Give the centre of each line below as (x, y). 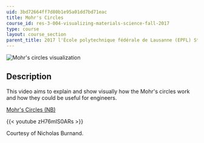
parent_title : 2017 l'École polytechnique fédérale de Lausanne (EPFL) (99, 40)
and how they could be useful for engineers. (62, 97)
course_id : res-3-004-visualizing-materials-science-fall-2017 (88, 23)
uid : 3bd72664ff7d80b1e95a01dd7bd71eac (57, 12)
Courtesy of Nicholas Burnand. (45, 133)
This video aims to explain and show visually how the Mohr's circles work (98, 91)
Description (29, 77)
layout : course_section (36, 35)
